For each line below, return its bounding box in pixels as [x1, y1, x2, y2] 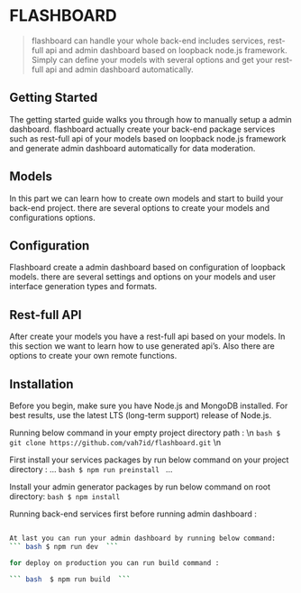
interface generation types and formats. [9, 281, 158, 292]
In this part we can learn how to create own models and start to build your [9, 193, 284, 204]
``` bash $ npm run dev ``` [9, 542, 119, 551]
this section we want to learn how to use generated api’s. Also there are [9, 341, 275, 351]
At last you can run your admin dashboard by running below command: [9, 534, 277, 543]
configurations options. [9, 212, 96, 223]
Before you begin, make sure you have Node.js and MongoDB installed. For [9, 400, 288, 411]
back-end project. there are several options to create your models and [9, 202, 270, 213]
